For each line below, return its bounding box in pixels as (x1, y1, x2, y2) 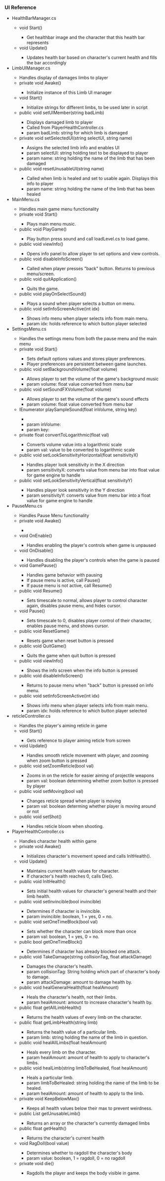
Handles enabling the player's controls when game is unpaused (26, 542, 156, 548)
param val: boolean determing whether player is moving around (26, 803, 156, 809)
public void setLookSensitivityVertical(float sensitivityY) (19, 477, 133, 483)
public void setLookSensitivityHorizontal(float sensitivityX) (19, 452, 138, 458)
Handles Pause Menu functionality (19, 513, 89, 519)
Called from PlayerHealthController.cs (26, 124, 104, 130)
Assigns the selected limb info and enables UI (26, 145, 120, 151)
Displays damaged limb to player (26, 119, 93, 125)
